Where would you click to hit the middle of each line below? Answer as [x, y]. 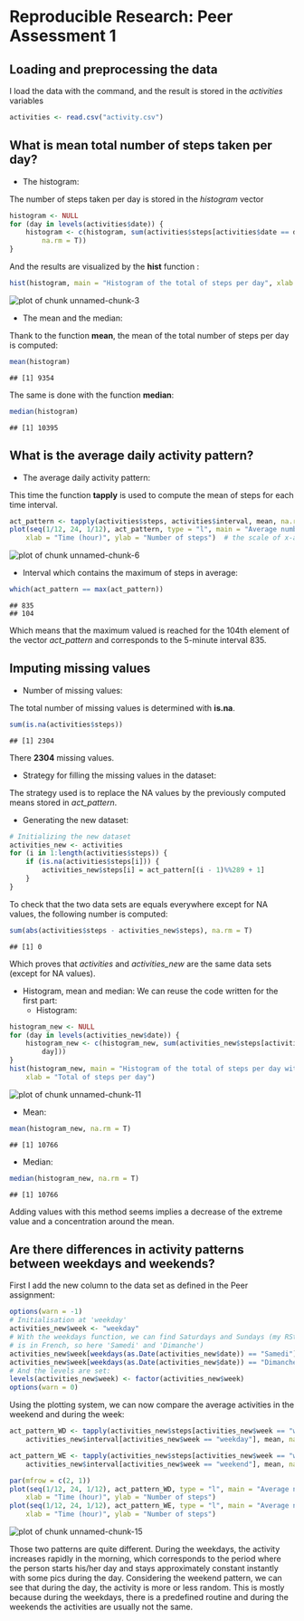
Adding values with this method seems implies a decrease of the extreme [146, 1212]
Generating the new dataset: [76, 820]
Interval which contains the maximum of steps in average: [130, 573]
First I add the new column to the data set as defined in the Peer [129, 1285]
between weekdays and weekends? [112, 1264]
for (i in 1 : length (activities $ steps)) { [89, 853]
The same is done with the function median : [92, 395]
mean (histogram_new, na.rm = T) [70, 1128]
